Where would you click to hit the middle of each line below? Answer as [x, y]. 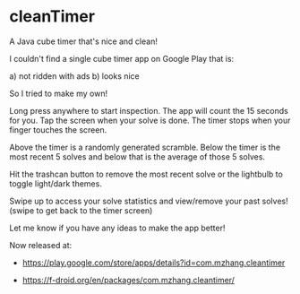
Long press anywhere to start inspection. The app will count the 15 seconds [149, 110]
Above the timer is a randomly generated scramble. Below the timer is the [145, 147]
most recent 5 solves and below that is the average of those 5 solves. [137, 156]
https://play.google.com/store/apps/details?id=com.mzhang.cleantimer [154, 263]
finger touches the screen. [58, 130]
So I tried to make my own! [59, 93]
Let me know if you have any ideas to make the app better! [117, 228]
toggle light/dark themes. [56, 183]
